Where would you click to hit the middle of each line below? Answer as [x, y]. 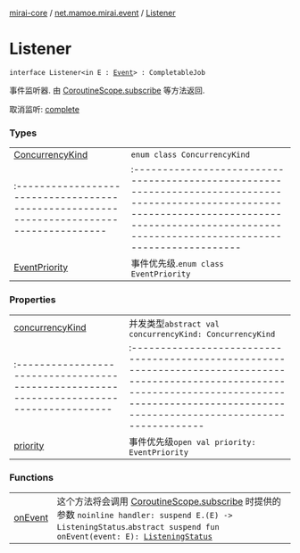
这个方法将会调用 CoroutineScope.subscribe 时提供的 [169, 501]
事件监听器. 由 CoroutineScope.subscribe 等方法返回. [107, 90]
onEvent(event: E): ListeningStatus [134, 536]
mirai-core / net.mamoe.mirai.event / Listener [92, 13]
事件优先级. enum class [178, 264]
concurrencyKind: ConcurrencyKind [202, 334]
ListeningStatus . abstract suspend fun [138, 526]
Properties [33, 300]
